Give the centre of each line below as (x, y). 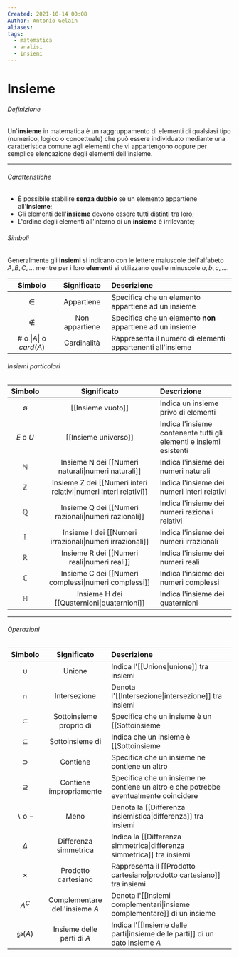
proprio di (75, 725)
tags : (15, 34)
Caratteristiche (30, 177)
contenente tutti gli (191, 433)
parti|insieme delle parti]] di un (163, 934)
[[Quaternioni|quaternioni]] (100, 603)
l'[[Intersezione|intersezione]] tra (167, 696)
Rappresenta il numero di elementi (168, 338)
